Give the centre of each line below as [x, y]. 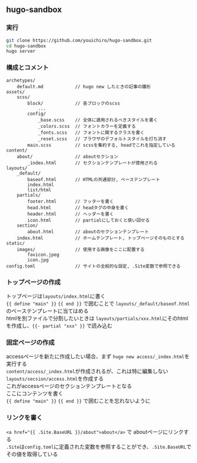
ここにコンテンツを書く [35, 394]
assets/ [16, 92]
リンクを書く [25, 418]
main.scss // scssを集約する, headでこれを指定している [101, 145]
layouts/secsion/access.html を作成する [55, 379]
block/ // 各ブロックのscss [74, 103]
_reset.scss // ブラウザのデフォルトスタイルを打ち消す [102, 139]
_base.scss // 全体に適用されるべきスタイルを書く [98, 120]
